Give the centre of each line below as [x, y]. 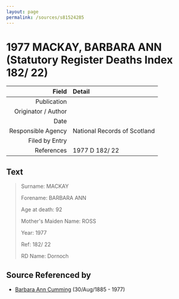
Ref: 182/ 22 [36, 244]
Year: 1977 [34, 233]
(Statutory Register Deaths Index [89, 60]
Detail [81, 92]
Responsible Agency [38, 131]
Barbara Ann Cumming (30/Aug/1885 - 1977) [70, 289]
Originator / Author [40, 112]
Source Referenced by [49, 275]
